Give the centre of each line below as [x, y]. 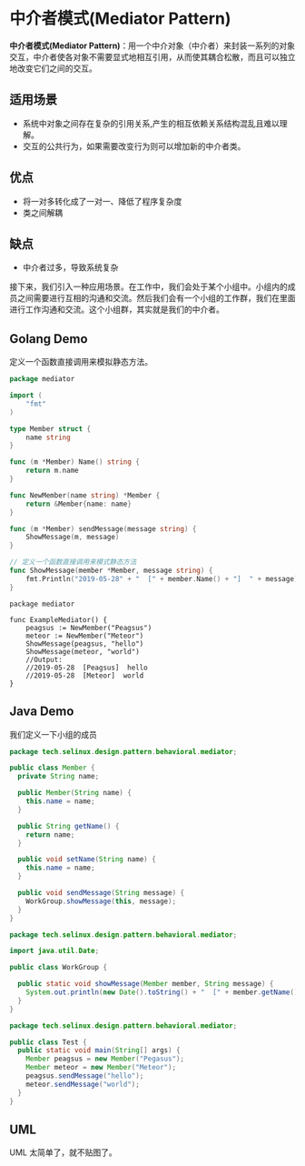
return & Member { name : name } [79, 504]
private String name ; [59, 777]
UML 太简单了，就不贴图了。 [63, 1152]
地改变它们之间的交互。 [53, 68]
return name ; [50, 834]
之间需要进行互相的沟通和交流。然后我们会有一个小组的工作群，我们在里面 [156, 298]
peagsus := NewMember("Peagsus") [89, 628]
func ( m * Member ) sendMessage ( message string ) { [103, 528]
